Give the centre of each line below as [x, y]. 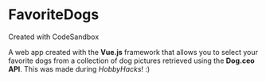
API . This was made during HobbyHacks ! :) [79, 68]
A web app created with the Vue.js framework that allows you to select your [133, 52]
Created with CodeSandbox [54, 37]
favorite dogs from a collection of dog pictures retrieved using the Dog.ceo [131, 61]
